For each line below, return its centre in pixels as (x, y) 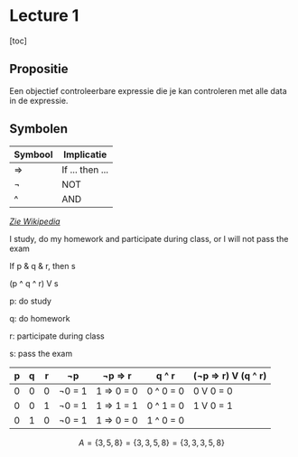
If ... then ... (85, 170)
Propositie (39, 69)
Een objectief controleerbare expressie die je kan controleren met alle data (148, 90)
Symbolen (38, 129)
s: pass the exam (41, 353)
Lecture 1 (44, 16)
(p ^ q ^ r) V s (34, 283)
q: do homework (40, 318)
